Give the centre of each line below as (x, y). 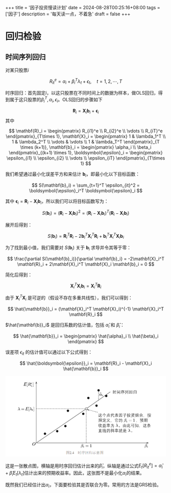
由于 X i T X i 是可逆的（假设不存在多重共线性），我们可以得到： (69, 298)
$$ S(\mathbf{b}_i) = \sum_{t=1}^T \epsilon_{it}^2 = (86, 185)
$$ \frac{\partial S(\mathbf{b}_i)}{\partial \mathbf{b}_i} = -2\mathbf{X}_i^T (86, 259)
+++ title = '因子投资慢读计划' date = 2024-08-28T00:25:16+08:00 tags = (83, 7)
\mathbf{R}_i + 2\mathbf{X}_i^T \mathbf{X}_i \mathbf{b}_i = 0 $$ (86, 264)
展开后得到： (19, 225)
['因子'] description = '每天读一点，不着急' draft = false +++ (68, 14)
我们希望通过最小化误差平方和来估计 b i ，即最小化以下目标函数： (73, 174)
